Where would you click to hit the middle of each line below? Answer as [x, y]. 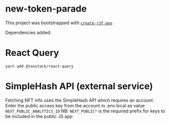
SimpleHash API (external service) [79, 86]
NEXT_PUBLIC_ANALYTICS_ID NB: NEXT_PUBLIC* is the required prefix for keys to [85, 111]
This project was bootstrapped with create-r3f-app [59, 23]
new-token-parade [46, 9]
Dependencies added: [28, 32]
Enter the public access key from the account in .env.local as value [75, 105]
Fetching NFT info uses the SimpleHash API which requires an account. [80, 100]
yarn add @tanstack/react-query [39, 66]
